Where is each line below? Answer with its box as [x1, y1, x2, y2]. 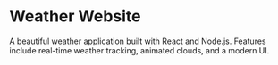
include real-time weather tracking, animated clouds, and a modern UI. [9, 45, 270, 55]
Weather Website [9, 6, 141, 27]
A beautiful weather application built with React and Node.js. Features [9, 36, 266, 46]
